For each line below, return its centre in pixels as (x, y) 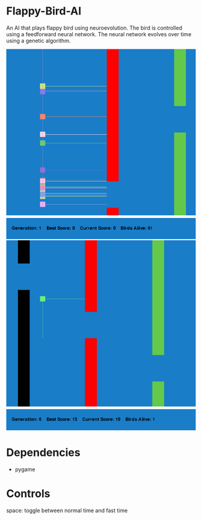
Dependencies (43, 453)
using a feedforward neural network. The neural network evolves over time (99, 34)
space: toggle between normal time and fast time (67, 510)
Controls (28, 494)
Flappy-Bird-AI (44, 11)
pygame (25, 469)
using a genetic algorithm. (38, 40)
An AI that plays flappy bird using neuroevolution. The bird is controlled (94, 28)
